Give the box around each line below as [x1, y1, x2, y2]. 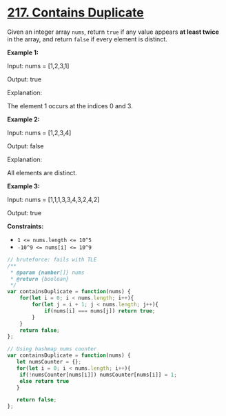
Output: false [7, 141, 44, 150]
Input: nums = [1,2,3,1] [7, 61, 70, 70]
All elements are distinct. [7, 168, 77, 177]
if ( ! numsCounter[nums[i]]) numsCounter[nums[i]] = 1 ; [19, 371, 177, 378]
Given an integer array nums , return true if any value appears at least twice [7, 28, 219, 36]
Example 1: [7, 48, 39, 57]
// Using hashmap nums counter [7, 346, 97, 353]
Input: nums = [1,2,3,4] [7, 128, 72, 137]
